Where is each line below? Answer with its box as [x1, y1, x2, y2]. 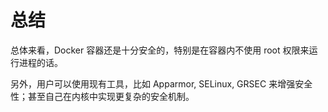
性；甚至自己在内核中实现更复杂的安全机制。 [10, 90, 195, 102]
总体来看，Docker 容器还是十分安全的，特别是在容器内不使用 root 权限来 [10, 44, 310, 56]
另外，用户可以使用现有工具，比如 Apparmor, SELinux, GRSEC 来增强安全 [10, 77, 313, 90]
